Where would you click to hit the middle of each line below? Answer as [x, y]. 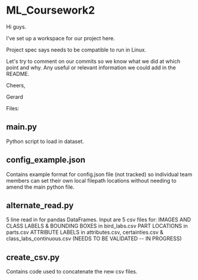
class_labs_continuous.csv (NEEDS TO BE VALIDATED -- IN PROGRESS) [94, 238]
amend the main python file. [40, 187]
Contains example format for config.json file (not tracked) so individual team [99, 174]
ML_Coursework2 [51, 10]
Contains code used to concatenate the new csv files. [72, 272]
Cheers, [16, 85]
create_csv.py [33, 257]
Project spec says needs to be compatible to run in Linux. [76, 50]
